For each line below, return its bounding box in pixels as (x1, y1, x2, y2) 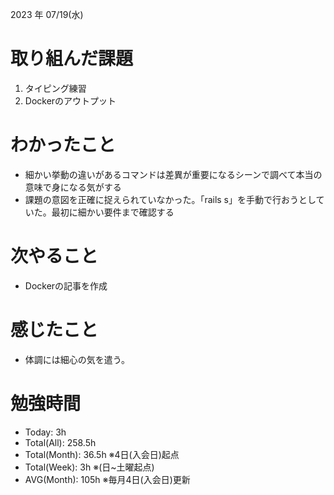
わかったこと (10, 134, 117, 157)
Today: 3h (24, 426, 67, 438)
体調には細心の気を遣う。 (24, 353, 130, 365)
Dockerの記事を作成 (24, 279, 108, 292)
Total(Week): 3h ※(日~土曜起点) (24, 461, 155, 473)
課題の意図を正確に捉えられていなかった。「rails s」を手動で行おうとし (24, 193, 317, 205)
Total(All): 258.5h (24, 436, 97, 448)
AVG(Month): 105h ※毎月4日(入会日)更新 (24, 473, 191, 485)
